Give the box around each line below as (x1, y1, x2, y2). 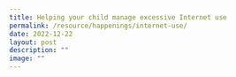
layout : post (9, 37, 57, 47)
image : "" (9, 54, 46, 63)
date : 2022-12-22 (9, 29, 73, 38)
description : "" (9, 46, 69, 55)
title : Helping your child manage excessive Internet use (9, 12, 227, 22)
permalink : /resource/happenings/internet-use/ (9, 21, 188, 30)
